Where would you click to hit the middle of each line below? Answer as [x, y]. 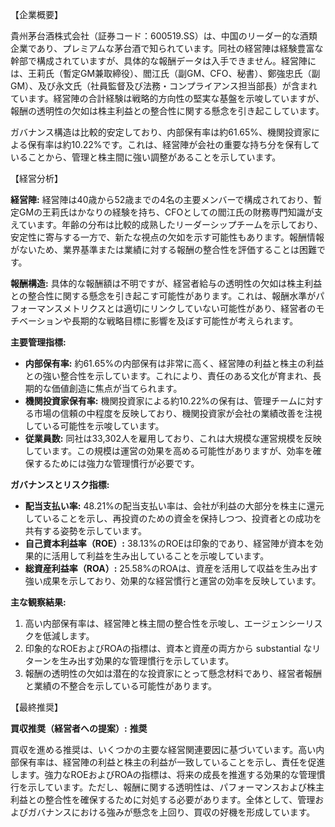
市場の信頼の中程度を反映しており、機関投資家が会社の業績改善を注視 [178, 413]
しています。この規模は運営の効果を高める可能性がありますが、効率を [168, 451]
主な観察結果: [38, 602]
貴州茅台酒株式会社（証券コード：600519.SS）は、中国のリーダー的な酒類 [164, 36]
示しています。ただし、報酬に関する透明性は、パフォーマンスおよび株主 [176, 787]
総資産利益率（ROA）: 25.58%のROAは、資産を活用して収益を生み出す [171, 568]
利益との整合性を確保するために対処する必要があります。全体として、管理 [163, 799]
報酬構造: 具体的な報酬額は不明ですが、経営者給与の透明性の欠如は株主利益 [166, 283]
